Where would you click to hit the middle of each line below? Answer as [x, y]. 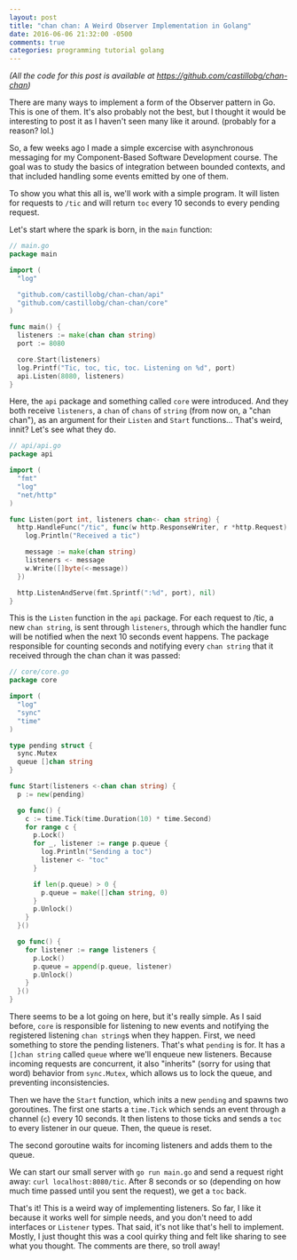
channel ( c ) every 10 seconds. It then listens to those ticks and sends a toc [145, 1119]
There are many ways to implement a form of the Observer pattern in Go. [143, 102]
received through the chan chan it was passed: [95, 656]
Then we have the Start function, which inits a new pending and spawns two [149, 1100]
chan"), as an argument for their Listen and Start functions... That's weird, [146, 420]
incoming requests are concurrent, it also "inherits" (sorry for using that [140, 1064]
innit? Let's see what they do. [63, 430]
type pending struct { [51, 746]
